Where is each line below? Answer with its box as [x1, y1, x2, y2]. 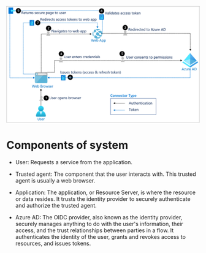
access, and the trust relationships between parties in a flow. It [15, 227, 174, 234]
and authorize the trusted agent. [15, 202, 97, 209]
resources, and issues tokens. [15, 240, 91, 247]
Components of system [6, 138, 129, 152]
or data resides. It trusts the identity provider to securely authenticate [15, 195, 191, 202]
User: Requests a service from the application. [15, 158, 133, 165]
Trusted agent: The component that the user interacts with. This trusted [15, 170, 196, 178]
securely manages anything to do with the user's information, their [15, 220, 184, 227]
